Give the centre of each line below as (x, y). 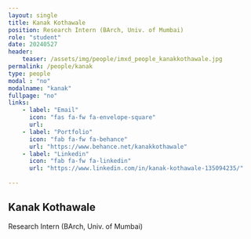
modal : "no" (29, 81)
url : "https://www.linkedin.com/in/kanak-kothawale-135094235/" (136, 168)
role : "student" (35, 37)
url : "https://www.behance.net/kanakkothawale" (108, 147)
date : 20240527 (33, 45)
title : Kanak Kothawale (47, 23)
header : (21, 52)
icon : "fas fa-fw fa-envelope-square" (92, 118)
